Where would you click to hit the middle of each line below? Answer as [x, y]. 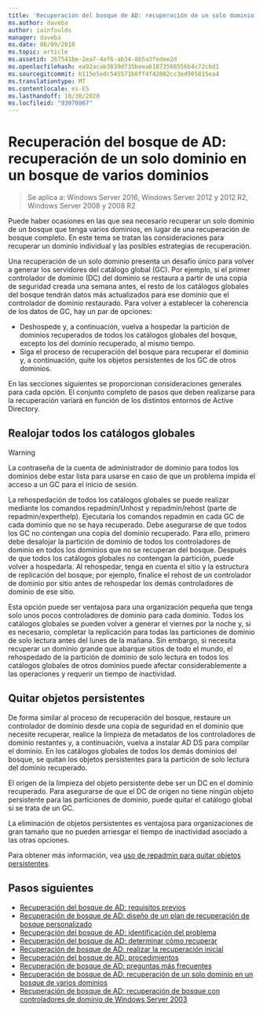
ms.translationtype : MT [47, 81]
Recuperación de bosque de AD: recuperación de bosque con [120, 991]
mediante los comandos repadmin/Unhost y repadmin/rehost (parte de [122, 507]
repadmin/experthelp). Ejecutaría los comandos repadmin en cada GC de [126, 516]
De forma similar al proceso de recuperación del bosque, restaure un [120, 718]
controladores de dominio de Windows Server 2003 [103, 999]
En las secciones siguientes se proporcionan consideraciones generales [125, 384]
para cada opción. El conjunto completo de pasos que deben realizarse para [131, 392]
